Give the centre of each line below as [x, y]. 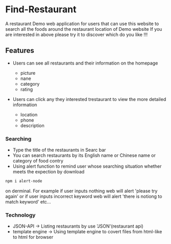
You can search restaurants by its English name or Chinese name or [84, 155]
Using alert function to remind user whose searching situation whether [87, 166]
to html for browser [33, 237]
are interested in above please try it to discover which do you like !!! [77, 34]
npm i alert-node [24, 181]
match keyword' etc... [28, 201]
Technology [20, 215]
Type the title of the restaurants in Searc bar [59, 150]
